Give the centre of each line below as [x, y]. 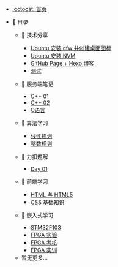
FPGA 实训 [44, 250]
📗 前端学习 [35, 182]
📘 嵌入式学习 [37, 215]
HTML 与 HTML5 [52, 194]
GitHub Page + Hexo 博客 [62, 63]
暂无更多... [34, 258]
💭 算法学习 [35, 123]
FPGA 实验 [44, 235]
